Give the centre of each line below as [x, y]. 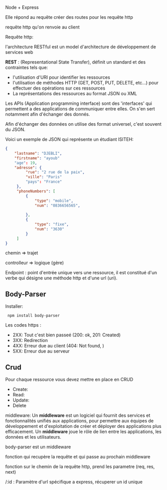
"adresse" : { [28, 167]
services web [19, 52]
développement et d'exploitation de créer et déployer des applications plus [83, 426]
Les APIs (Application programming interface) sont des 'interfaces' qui [79, 103]
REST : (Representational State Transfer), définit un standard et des [75, 62]
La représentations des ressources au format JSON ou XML [75, 93]
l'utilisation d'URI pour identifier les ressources [61, 77]
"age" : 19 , [26, 163]
